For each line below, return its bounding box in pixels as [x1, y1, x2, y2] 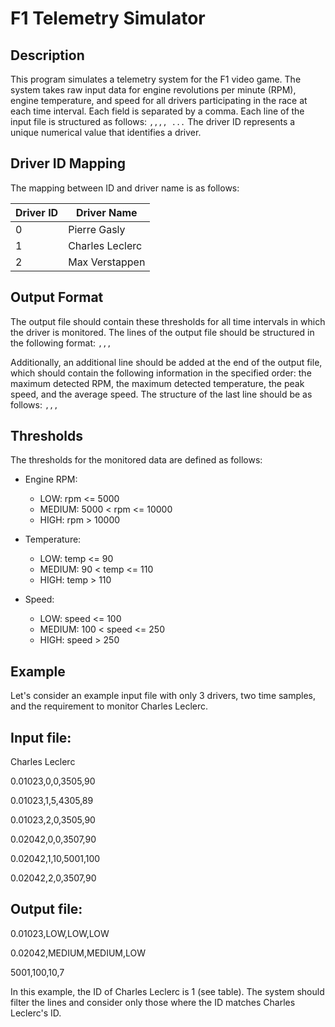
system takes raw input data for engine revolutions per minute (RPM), [10, 84, 297, 96]
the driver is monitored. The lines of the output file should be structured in [10, 326, 315, 338]
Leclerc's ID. [10, 1007, 62, 1019]
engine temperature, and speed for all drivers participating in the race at [10, 95, 308, 106]
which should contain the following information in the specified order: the [10, 367, 312, 379]
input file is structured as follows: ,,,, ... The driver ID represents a [10, 116, 296, 127]
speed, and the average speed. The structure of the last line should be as [10, 388, 313, 400]
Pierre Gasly [68, 222, 126, 236]
